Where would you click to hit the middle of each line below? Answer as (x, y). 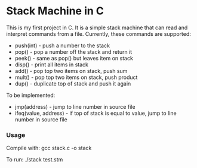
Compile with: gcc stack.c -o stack (49, 148)
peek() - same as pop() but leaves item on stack (74, 58)
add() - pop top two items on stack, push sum (71, 71)
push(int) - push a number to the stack (62, 45)
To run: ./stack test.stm (35, 160)
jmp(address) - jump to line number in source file (75, 106)
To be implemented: (31, 95)
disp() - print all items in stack (51, 65)
